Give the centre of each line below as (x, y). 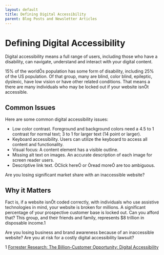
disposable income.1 (25, 223)
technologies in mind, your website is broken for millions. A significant (75, 207)
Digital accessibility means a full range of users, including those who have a (81, 56)
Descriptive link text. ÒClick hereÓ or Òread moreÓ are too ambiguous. (83, 165)
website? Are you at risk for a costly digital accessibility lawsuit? (70, 237)
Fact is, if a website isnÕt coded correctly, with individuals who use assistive (82, 202)
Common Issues (30, 108)
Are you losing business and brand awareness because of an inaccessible (80, 232)
